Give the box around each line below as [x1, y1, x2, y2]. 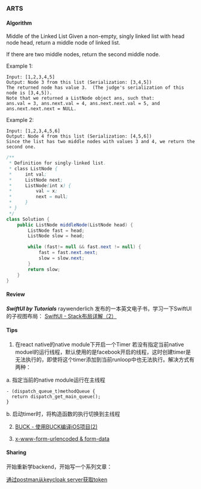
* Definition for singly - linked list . [8, 160, 107, 166]
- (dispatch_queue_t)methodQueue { [6, 388, 96, 394]
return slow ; [28, 266, 61, 272]
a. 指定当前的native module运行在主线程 [6, 376, 105, 383]
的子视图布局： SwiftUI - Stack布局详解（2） [6, 312, 117, 319]
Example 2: [6, 117, 34, 124]
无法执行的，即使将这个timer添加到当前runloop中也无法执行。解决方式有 [14, 356, 195, 363]
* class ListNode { [8, 165, 58, 171]
